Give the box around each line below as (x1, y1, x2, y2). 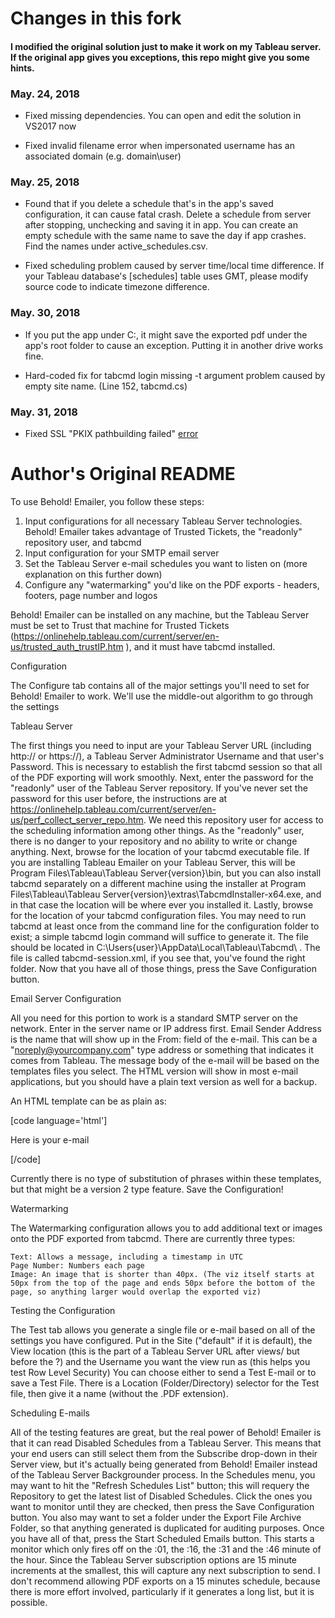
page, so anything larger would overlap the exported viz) (10, 1287, 262, 1297)
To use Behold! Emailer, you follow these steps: (10, 495, 205, 507)
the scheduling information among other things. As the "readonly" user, (10, 824, 305, 836)
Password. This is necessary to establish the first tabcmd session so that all (10, 760, 323, 772)
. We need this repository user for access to (143, 813, 324, 826)
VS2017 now (24, 120, 77, 132)
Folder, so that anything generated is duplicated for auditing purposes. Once (10, 1522, 325, 1534)
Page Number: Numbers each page (10, 1260, 145, 1271)
